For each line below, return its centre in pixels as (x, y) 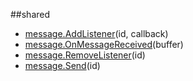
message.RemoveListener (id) (85, 55)
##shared (30, 14)
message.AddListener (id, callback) (96, 33)
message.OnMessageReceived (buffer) (104, 44)
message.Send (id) (62, 65)
